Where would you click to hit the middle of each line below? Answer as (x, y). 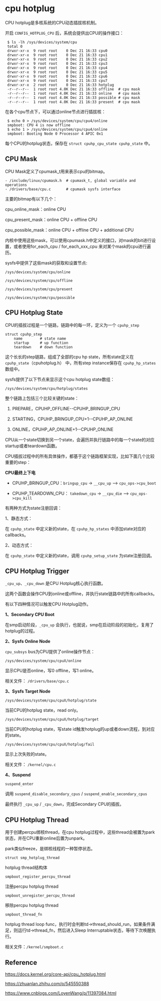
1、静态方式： (19, 518)
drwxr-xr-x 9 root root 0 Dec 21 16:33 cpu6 (57, 76)
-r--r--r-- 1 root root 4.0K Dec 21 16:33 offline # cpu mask (73, 89)
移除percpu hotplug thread (32, 905)
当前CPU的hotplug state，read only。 (43, 710)
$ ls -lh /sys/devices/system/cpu (42, 42)
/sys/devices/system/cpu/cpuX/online (43, 661)
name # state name (40, 339)
